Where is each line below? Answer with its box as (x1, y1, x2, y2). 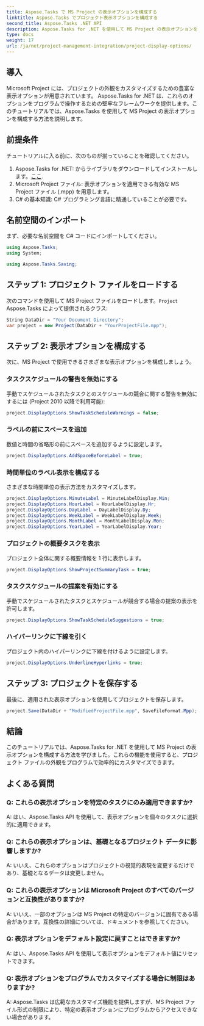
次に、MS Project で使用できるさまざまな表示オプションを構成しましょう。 (6, 358, 195, 366)
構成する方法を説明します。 (16, 115, 86, 122)
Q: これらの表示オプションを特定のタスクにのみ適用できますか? (6, 798, 193, 806)
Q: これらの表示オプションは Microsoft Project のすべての (6, 886, 175, 895)
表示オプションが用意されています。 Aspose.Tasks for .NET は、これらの (6, 92, 189, 99)
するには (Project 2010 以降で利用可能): (6, 397, 105, 405)
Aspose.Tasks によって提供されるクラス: (6, 305, 108, 312)
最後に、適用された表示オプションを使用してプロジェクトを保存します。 (6, 695, 187, 703)
